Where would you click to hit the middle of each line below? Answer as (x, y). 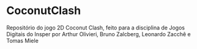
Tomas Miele (22, 40)
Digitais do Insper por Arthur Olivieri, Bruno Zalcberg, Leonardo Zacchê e (98, 34)
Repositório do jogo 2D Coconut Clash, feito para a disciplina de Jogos (96, 28)
